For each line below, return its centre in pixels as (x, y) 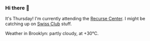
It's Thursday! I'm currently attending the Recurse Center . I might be (75, 19)
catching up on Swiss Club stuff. (38, 24)
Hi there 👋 (17, 8)
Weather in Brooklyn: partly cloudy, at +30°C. (52, 34)
